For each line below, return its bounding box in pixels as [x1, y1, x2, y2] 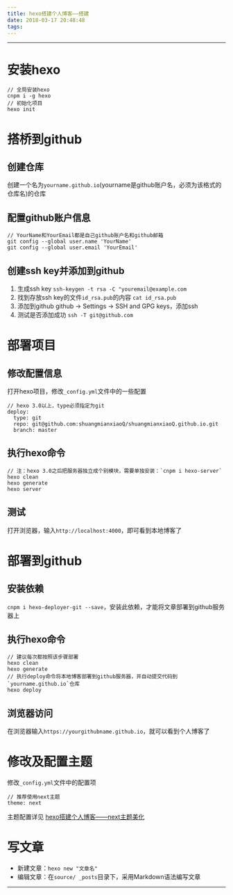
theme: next [7, 800, 42, 807]
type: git [13, 414, 42, 421]
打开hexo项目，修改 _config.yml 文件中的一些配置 [7, 387, 147, 395]
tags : [7, 23, 23, 30]
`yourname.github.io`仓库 [7, 681, 80, 688]
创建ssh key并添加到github [7, 265, 125, 277]
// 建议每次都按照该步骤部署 [7, 654, 79, 661]
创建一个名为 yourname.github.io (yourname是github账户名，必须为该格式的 [7, 181, 222, 189]
